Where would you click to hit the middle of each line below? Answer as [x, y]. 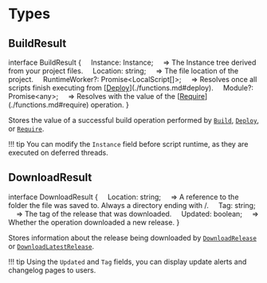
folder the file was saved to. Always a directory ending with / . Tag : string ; [132, 205]
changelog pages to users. [52, 270]
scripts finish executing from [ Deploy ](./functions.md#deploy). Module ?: [131, 88]
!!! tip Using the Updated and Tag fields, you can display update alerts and [128, 261]
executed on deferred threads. [59, 153]
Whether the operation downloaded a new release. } [94, 222]
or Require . [26, 129]
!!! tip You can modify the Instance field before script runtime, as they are [128, 144]
